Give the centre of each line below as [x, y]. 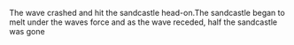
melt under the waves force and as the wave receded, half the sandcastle [143, 22]
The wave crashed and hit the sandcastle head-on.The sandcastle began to [147, 13]
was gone [27, 31]
